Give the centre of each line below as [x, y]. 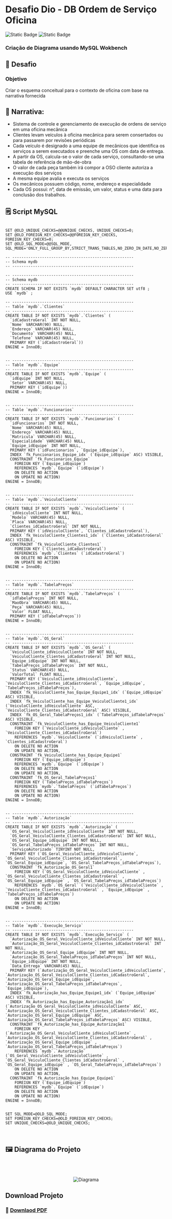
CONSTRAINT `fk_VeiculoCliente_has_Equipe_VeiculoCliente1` [75, 724]
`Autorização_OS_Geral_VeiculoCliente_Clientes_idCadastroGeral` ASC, [82, 1011]
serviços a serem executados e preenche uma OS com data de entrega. [89, 151]
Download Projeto [34, 1196]
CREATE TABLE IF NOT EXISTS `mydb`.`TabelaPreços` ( [63, 594]
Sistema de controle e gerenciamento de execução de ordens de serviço [89, 124]
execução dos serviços [37, 173]
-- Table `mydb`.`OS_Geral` [35, 639]
